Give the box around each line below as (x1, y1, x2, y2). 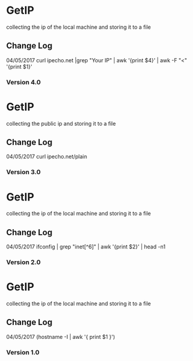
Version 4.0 (6, 78, 41, 86)
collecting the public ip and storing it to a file (6, 120, 116, 127)
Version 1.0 (6, 348, 40, 356)
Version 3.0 (6, 168, 41, 177)
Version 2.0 (6, 258, 41, 266)
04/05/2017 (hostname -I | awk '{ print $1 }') (6, 333, 116, 340)
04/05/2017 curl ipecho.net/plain (6, 153, 88, 160)
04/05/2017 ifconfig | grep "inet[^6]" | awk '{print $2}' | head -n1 (6, 243, 166, 250)
